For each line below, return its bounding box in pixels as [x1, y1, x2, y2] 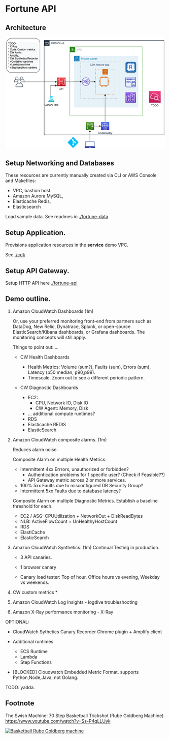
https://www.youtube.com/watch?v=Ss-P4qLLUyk [5, 718, 111, 724]
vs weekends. [20, 579, 50, 585]
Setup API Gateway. [5, 267, 70, 275]
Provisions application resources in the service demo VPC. [5, 242, 128, 248]
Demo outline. [5, 294, 51, 303]
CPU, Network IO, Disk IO [35, 400, 89, 406]
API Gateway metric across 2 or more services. [27, 477, 126, 483]
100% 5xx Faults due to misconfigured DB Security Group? [20, 482, 144, 488]
